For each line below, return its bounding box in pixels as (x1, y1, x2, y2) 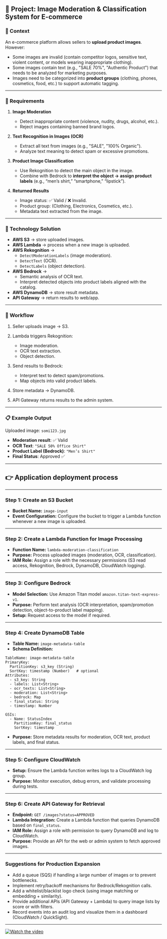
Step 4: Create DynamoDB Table (5, 629, 84, 636)
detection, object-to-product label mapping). (12, 607, 104, 613)
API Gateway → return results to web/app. (12, 295, 99, 301)
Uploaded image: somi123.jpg (5, 427, 66, 433)
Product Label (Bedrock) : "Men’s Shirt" (12, 448, 95, 454)
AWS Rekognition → (12, 247, 55, 253)
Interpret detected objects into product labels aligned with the (19, 279, 147, 285)
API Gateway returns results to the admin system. (12, 397, 114, 403)
